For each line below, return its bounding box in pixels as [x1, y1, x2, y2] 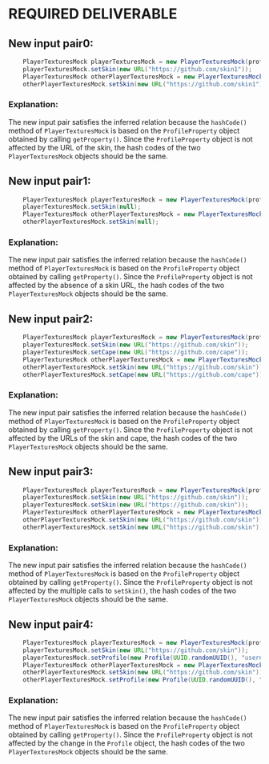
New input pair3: [8, 465, 94, 478]
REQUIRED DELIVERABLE [8, 5, 178, 23]
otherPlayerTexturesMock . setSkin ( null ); [22, 218, 159, 226]
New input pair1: [8, 174, 91, 188]
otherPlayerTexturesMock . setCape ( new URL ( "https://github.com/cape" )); [22, 370, 267, 378]
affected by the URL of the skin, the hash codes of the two [8, 142, 202, 152]
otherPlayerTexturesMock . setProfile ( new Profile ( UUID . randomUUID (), [22, 676, 256, 684]
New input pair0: [8, 37, 94, 50]
